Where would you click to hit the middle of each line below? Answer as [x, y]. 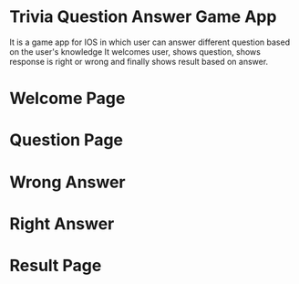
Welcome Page [67, 99]
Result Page [56, 265]
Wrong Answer [67, 182]
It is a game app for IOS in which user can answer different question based [149, 42]
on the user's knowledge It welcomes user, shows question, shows [135, 51]
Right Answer [62, 223]
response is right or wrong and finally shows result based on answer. [139, 61]
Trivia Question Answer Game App [143, 17]
